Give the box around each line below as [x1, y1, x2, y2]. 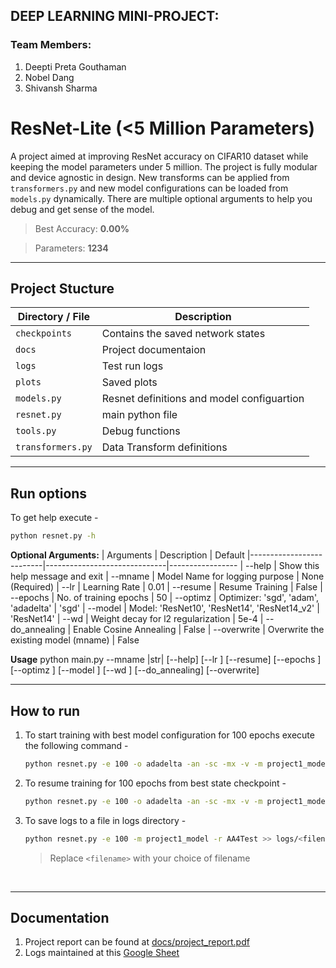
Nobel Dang [24, 71, 75, 83]
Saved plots [101, 375, 158, 389]
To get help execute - [10, 512, 99, 524]
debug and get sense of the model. [10, 203, 155, 215]
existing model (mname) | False [10, 634, 140, 646]
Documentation [10, 909, 110, 926]
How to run [10, 702, 81, 719]
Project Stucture [10, 280, 115, 298]
